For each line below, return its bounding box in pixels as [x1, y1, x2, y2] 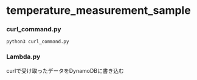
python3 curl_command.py [6, 38, 69, 45]
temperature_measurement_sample [6, 4, 192, 17]
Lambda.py [6, 52, 41, 61]
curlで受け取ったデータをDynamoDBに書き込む [6, 67, 125, 74]
